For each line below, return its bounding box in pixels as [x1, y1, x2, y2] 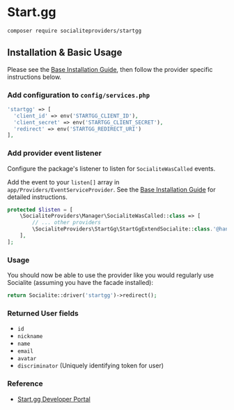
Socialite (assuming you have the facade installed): [7, 279, 153, 287]
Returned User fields [7, 308, 79, 318]
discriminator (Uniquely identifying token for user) [17, 361, 164, 370]
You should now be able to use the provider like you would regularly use [7, 271, 214, 279]
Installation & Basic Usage [7, 47, 123, 59]
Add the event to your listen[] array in [7, 177, 120, 186]
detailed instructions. [7, 193, 68, 201]
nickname [17, 333, 43, 340]
